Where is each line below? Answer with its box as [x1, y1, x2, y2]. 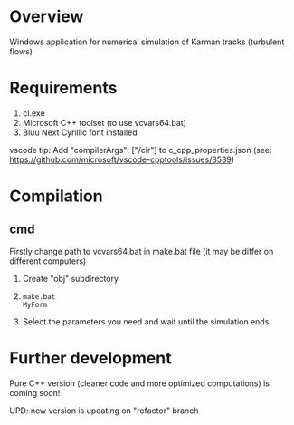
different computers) [9, 256, 87, 266]
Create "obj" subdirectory [22, 273, 119, 284]
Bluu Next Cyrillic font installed [22, 127, 138, 138]
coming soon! [9, 387, 61, 398]
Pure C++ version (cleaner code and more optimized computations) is [9, 378, 270, 389]
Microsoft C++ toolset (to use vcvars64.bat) [22, 117, 187, 128]
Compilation [9, 186, 103, 207]
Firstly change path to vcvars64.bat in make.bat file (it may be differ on [9, 246, 274, 256]
